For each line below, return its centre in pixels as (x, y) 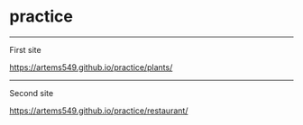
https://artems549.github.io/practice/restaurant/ (99, 111)
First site (26, 49)
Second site (32, 93)
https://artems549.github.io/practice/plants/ (91, 67)
